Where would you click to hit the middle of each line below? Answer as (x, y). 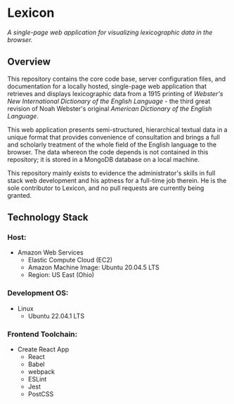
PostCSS (41, 394)
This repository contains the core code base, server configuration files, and (117, 79)
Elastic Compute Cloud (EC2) (70, 260)
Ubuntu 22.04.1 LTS (56, 316)
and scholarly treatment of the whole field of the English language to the (112, 144)
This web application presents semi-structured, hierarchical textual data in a (117, 129)
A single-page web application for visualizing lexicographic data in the (110, 32)
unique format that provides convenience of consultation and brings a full (113, 137)
